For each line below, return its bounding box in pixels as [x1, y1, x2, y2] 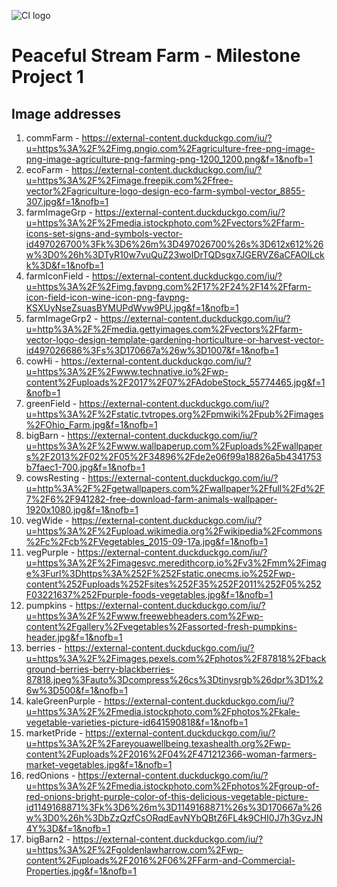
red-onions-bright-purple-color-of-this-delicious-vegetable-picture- [25, 791, 309, 802]
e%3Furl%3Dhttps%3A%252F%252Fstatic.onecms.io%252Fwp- [25, 568, 296, 579]
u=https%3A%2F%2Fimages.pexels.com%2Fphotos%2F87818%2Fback [25, 653, 327, 664]
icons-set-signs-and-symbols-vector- [25, 228, 184, 239]
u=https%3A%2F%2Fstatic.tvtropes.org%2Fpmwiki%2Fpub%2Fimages [25, 408, 324, 420]
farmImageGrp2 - [25, 313, 99, 324]
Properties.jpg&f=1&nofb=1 [25, 865, 138, 877]
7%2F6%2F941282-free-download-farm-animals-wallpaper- [25, 493, 278, 505]
